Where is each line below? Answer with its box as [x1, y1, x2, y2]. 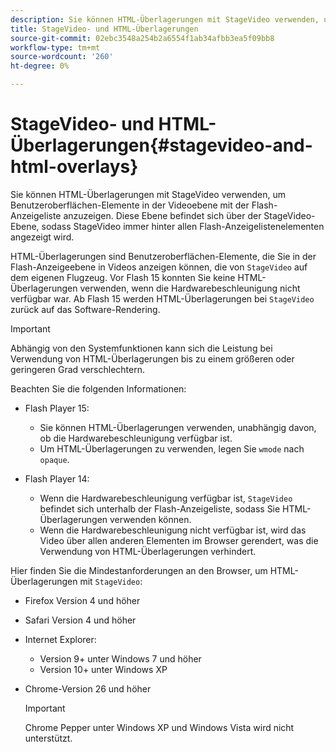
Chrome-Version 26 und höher [24, 682, 152, 695]
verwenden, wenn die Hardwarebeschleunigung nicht [79, 282, 301, 294]
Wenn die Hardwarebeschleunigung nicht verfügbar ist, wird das [39, 524, 307, 536]
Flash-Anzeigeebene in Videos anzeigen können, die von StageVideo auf [10, 261, 308, 273]
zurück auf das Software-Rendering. [10, 303, 161, 315]
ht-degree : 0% [10, 61, 70, 71]
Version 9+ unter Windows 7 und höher [39, 652, 202, 665]
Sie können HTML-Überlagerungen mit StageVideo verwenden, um [10, 188, 286, 200]
